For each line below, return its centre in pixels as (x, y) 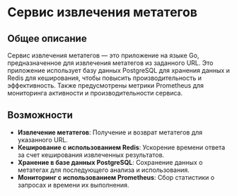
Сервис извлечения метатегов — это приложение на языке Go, (103, 55)
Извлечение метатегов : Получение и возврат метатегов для (110, 132)
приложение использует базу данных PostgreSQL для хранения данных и (118, 70)
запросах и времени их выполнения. (73, 185)
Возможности (40, 115)
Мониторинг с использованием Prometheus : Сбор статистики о (116, 177)
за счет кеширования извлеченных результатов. (91, 155)
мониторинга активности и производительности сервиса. (95, 93)
